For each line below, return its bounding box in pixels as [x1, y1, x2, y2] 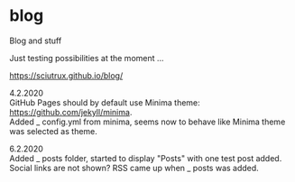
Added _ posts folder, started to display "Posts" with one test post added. [9, 152, 282, 163]
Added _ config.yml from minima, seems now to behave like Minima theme [9, 116, 286, 127]
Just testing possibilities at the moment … [9, 52, 164, 63]
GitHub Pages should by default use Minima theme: [9, 96, 200, 108]
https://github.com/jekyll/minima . [9, 106, 133, 117]
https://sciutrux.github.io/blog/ [9, 69, 124, 81]
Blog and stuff [9, 35, 62, 46]
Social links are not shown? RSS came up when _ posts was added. [9, 162, 259, 173]
